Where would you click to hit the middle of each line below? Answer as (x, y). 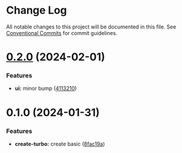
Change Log (36, 10)
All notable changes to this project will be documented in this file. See (91, 27)
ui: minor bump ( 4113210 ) (46, 88)
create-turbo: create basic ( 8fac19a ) (60, 144)
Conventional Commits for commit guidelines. (62, 33)
